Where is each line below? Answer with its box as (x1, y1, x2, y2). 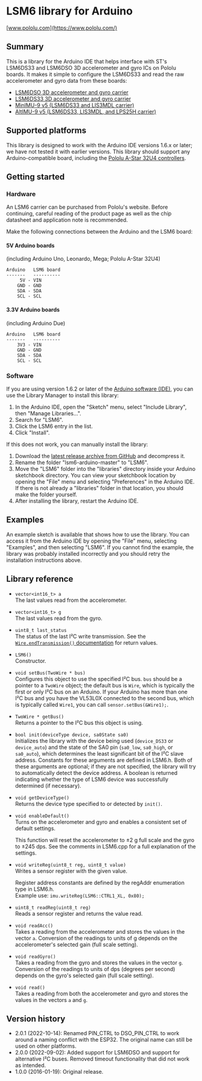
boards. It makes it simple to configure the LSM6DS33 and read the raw (6, 71, 185, 78)
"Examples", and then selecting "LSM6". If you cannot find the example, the (6, 543, 194, 550)
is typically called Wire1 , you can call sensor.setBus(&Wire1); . (14, 701, 169, 708)
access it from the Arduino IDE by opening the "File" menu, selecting (6, 537, 177, 544)
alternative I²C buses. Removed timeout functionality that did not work (14, 1055, 190, 1063)
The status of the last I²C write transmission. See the (14, 633, 146, 640)
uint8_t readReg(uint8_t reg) (14, 904, 92, 911)
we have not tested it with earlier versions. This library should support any (6, 148, 191, 155)
